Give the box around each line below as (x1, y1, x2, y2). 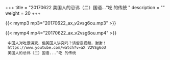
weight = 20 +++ (5, 10, 41, 16)
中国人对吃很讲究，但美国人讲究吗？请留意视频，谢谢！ (7, 41, 107, 46)
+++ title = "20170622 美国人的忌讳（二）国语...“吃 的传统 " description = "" (5, 5, 165, 10)
